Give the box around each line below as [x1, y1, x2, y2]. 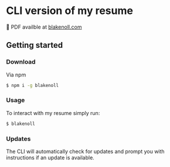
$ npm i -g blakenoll [6, 82, 59, 88]
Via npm [6, 71, 26, 78]
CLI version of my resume [6, 4, 134, 18]
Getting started [6, 40, 63, 50]
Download [6, 58, 36, 66]
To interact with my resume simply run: [6, 109, 100, 116]
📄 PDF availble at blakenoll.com [6, 23, 82, 30]
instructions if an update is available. [6, 154, 95, 161]
